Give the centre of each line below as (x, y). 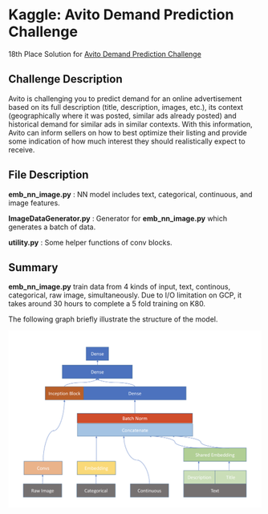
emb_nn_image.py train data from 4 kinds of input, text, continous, (120, 287)
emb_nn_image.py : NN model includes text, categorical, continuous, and (130, 194)
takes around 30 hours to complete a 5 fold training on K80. (107, 304)
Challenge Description (65, 79)
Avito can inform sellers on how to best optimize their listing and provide (128, 132)
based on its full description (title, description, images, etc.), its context (126, 107)
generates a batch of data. (52, 227)
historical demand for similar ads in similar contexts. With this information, (130, 124)
